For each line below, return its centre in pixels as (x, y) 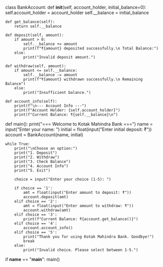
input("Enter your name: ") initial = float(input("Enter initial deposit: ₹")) (78, 129)
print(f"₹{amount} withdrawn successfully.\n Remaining (83, 79)
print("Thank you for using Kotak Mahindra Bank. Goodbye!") (89, 237)
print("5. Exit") (32, 171)
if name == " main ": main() (33, 259)
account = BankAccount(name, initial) (44, 135)
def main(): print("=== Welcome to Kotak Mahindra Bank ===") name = (79, 124)
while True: (18, 144)
